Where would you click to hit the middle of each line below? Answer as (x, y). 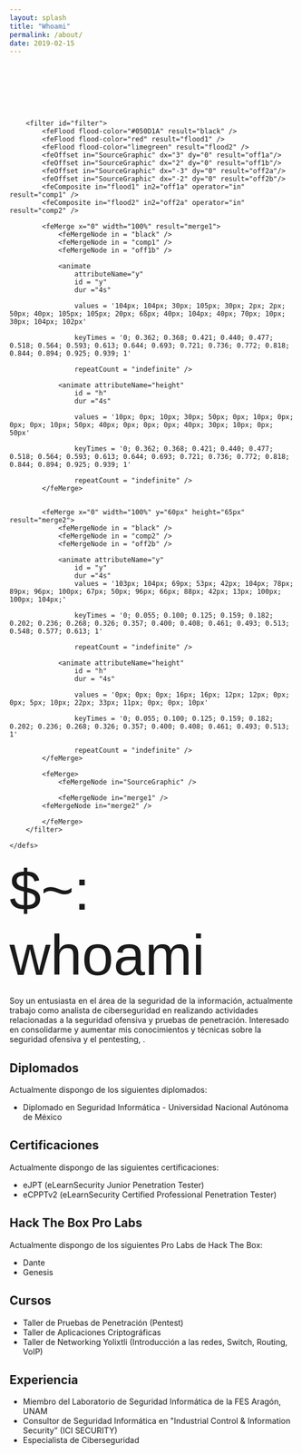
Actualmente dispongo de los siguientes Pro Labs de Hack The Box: (136, 1244)
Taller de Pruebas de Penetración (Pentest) (103, 1322)
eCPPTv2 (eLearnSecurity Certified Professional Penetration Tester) (150, 1195)
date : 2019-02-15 (42, 43)
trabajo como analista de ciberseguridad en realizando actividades (134, 1010)
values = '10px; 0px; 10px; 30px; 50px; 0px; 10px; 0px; (184, 417)
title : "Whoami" (40, 26)
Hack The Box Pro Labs (76, 1223)
